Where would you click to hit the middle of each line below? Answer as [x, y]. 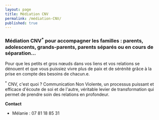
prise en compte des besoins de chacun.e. [48, 74]
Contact [13, 104]
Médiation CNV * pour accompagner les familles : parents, [74, 40]
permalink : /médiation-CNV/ [33, 18]
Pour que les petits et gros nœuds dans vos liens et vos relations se [72, 64]
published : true [21, 23]
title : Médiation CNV [27, 14]
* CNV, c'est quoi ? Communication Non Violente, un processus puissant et [79, 84]
